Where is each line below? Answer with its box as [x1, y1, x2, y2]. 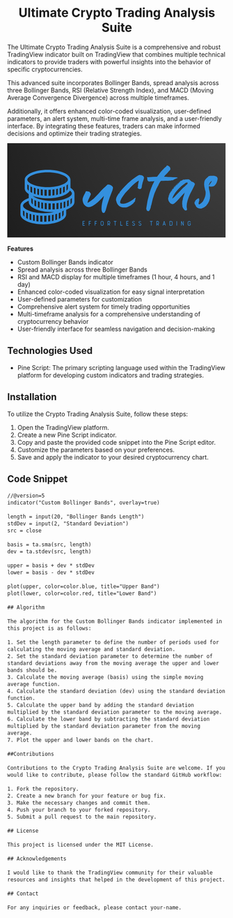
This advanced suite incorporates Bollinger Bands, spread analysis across [7, 78, 219, 87]
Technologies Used [7, 345, 93, 357]
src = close [7, 527, 42, 535]
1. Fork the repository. [7, 785, 79, 793]
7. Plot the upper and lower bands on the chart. [7, 736, 154, 744]
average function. [7, 681, 61, 688]
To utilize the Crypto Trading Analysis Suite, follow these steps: [7, 410, 188, 418]
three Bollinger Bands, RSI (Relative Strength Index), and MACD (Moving [7, 86, 214, 94]
